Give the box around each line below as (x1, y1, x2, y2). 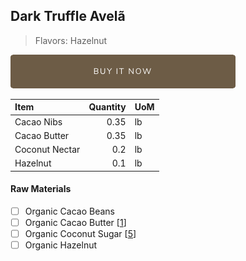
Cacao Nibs (14, 115, 63, 128)
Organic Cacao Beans (24, 205, 115, 218)
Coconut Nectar (14, 144, 81, 156)
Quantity (88, 101, 127, 113)
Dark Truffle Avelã (10, 8, 126, 25)
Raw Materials (10, 183, 72, 195)
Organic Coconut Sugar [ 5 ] (24, 228, 137, 240)
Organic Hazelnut (24, 239, 98, 251)
